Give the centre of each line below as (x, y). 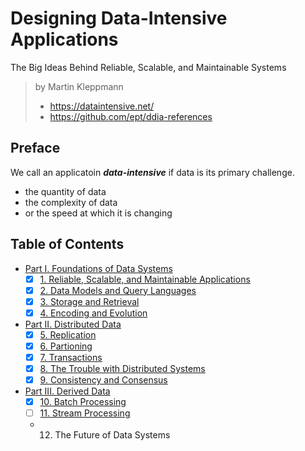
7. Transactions (71, 357)
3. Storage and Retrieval (89, 301)
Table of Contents (67, 244)
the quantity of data (65, 191)
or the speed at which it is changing (98, 213)
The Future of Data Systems (112, 435)
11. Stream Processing (85, 413)
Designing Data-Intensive (119, 18)
